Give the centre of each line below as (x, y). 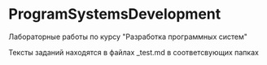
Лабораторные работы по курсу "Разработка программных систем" (128, 37)
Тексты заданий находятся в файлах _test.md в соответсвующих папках (133, 52)
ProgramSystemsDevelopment (115, 14)
